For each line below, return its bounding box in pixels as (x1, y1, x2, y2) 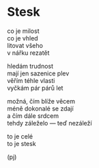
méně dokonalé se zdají (7, 104, 74, 112)
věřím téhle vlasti (7, 76, 55, 84)
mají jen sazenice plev (7, 69, 70, 77)
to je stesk (7, 139, 36, 147)
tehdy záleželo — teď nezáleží (7, 119, 92, 127)
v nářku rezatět (7, 49, 50, 57)
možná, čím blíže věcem (7, 97, 76, 105)
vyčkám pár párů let (7, 84, 63, 92)
